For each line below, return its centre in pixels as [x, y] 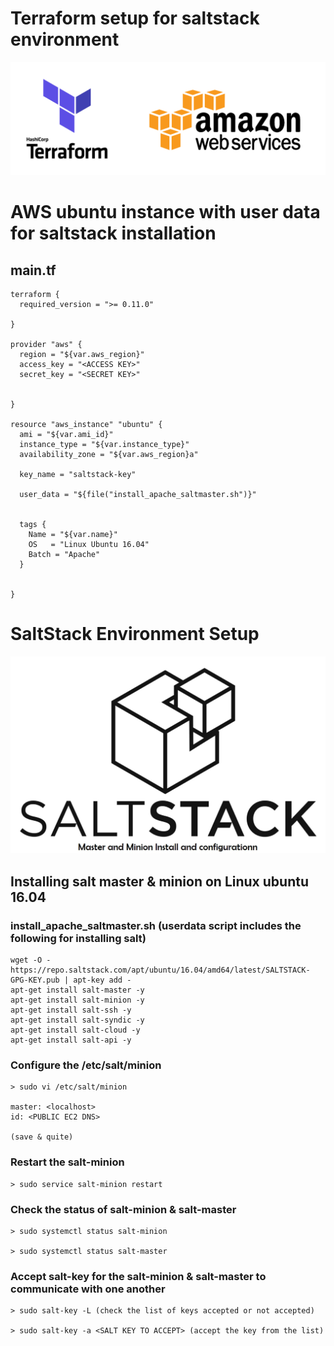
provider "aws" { [46, 345]
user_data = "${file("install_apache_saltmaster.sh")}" [138, 495]
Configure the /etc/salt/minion [86, 1065]
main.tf [33, 270]
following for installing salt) [78, 938]
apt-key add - [102, 980]
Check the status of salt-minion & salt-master [123, 1209]
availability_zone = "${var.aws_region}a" [109, 455]
